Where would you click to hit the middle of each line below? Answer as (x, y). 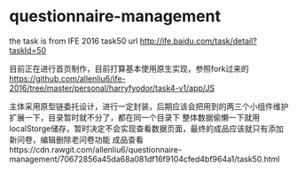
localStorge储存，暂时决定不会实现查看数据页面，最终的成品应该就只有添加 (146, 128)
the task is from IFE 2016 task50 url (74, 41)
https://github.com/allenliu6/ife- (67, 78)
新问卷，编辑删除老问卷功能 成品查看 (76, 139)
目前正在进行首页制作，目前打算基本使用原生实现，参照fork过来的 (129, 68)
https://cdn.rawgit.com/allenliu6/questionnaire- (96, 149)
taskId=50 (28, 50)
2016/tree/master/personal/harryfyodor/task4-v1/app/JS (112, 88)
